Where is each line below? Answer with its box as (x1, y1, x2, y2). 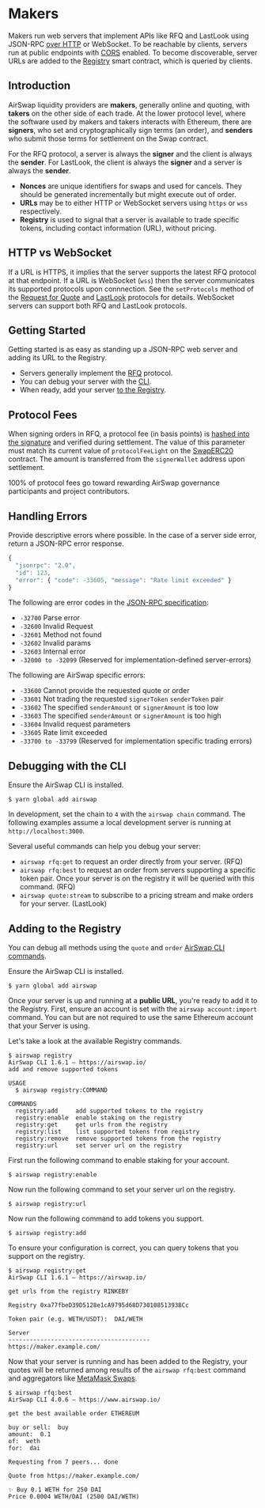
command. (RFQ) (19, 882, 76, 892)
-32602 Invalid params (19, 638, 91, 648)
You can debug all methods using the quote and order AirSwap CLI (8, 943, 225, 952)
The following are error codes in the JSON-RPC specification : (8, 598, 209, 608)
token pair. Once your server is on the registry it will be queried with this (19, 873, 255, 883)
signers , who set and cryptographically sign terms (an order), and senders (8, 125, 253, 135)
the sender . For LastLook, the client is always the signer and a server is (8, 157, 243, 167)
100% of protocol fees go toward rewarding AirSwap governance (8, 478, 220, 487)
